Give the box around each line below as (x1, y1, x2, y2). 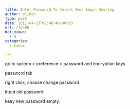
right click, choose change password (5, 79, 79, 85)
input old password (5, 89, 44, 94)
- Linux (9, 43, 25, 48)
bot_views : (5, 30, 27, 34)
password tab (5, 70, 33, 76)
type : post (5, 16, 27, 21)
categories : (5, 39, 29, 44)
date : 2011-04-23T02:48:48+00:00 (5, 20, 73, 26)
